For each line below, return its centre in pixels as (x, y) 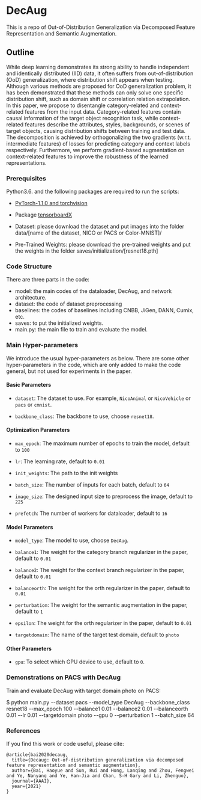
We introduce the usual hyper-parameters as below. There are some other (98, 358)
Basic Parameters (29, 385)
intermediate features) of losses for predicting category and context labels (98, 143)
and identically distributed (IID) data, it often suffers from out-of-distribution (100, 73)
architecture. (31, 298)
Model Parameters (30, 527)
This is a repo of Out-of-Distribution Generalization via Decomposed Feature (101, 27)
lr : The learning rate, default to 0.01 (60, 461)
